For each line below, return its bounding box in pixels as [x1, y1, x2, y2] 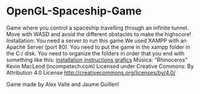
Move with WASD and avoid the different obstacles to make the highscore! [6, 30, 192, 37]
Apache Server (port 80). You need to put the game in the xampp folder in [6, 43, 190, 51]
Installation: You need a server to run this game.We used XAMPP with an [6, 37, 187, 44]
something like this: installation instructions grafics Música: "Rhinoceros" [6, 56, 188, 63]
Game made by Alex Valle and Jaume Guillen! [6, 80, 120, 88]
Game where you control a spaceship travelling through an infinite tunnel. [6, 24, 189, 31]
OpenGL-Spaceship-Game [6, 4, 142, 18]
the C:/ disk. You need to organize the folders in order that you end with [6, 49, 185, 57]
